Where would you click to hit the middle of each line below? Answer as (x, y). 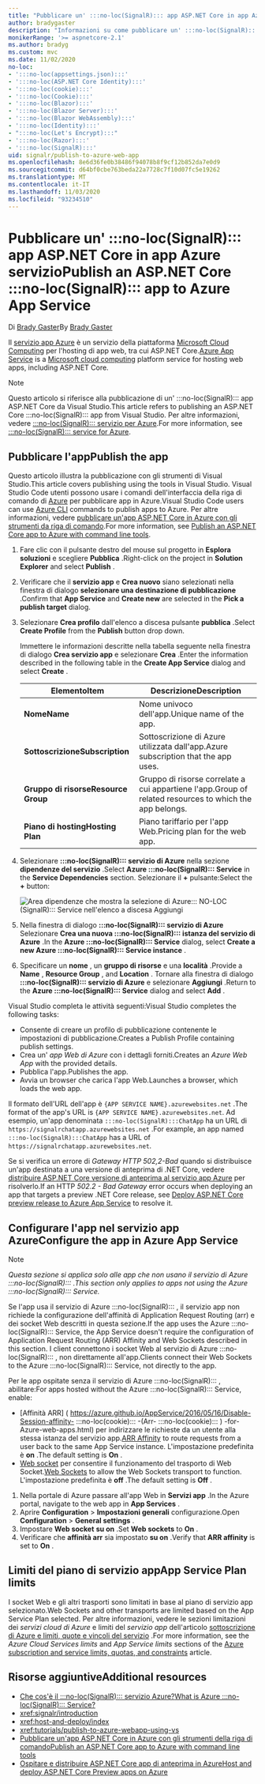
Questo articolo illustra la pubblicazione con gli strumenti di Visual (115, 476)
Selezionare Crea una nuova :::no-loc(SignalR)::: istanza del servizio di (138, 934)
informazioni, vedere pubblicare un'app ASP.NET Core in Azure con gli (123, 518)
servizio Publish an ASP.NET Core (120, 271)
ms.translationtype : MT (47, 177)
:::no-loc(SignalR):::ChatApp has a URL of (80, 1138)
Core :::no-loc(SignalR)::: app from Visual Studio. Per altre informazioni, (124, 415)
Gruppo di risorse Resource (75, 789)
